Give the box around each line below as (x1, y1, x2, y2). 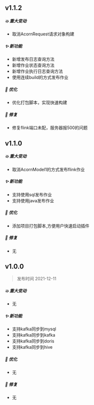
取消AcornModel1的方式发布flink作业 (12, 166, 85, 172)
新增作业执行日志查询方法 (12, 68, 63, 74)
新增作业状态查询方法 (12, 63, 54, 68)
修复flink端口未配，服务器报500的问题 (12, 125, 88, 130)
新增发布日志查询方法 (12, 56, 54, 62)
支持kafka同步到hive (12, 344, 53, 350)
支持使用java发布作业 (12, 197, 54, 203)
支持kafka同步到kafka (12, 332, 55, 338)
